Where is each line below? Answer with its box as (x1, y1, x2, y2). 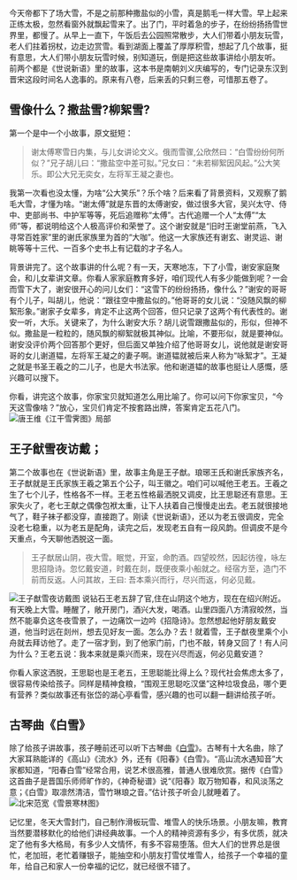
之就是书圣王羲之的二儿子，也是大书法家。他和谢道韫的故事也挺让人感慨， (9, 361, 280, 372)
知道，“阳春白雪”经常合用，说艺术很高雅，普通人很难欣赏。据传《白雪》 (24, 765, 287, 776)
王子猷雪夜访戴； (9, 442, 103, 457)
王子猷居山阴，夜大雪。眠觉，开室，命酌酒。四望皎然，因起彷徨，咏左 (30, 552, 287, 562)
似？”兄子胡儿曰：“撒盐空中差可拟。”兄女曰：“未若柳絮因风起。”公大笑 (30, 158, 281, 168)
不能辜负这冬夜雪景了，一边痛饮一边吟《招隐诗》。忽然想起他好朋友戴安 (16, 614, 277, 626)
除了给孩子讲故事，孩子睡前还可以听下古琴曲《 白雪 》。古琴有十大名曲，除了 (9, 743, 285, 753)
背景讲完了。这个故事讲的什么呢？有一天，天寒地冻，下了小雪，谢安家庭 (9, 261, 272, 272)
